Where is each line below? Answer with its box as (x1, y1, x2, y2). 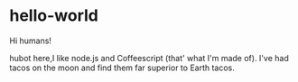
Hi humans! (9, 35, 52, 46)
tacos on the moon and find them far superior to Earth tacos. (9, 62, 235, 73)
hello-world (9, 5, 99, 26)
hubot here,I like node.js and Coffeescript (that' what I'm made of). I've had (9, 52, 289, 63)
